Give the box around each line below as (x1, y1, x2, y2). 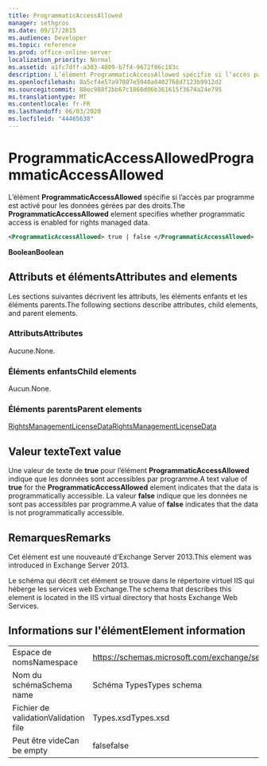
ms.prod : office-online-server (8, 48, 112, 56)
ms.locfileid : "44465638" (8, 115, 94, 123)
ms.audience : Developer (8, 33, 87, 42)
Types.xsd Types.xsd (92, 712, 170, 723)
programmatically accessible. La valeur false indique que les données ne (8, 491, 248, 501)
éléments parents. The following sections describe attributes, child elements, (8, 299, 258, 310)
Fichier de (12, 702, 50, 713)
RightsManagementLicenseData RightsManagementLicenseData (8, 421, 217, 431)
